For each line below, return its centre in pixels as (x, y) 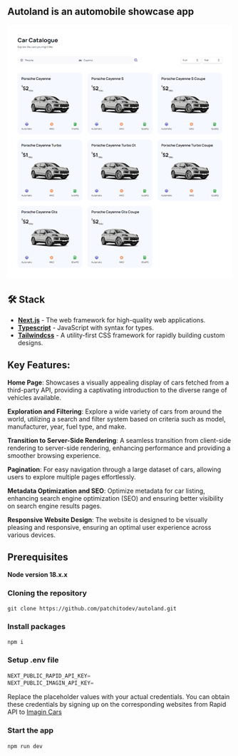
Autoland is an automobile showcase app (101, 12)
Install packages (37, 626)
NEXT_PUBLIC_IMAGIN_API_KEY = (51, 683)
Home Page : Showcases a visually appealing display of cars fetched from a (118, 382)
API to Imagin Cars (35, 712)
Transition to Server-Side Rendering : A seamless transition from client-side (119, 440)
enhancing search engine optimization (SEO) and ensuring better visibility (115, 498)
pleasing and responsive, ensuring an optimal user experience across (109, 527)
